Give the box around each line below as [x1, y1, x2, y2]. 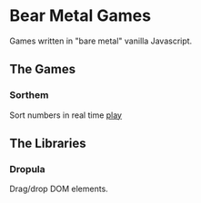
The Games [9, 62, 75, 77]
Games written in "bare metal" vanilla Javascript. [9, 35, 193, 46]
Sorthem [9, 89, 49, 101]
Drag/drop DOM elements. [9, 183, 109, 195]
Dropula [9, 162, 45, 175]
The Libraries [9, 136, 86, 151]
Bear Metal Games [9, 5, 152, 26]
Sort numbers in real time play [9, 110, 123, 121]
